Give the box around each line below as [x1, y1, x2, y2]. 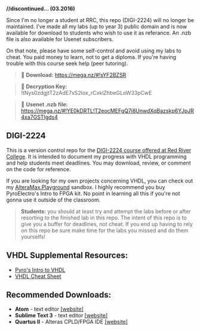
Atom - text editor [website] [14, 305, 84, 313]
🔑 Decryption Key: [20, 83, 67, 90]
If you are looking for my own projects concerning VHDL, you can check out [6, 177, 193, 184]
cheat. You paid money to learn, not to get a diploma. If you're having [6, 54, 177, 60]
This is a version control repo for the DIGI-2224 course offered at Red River [6, 146, 192, 154]
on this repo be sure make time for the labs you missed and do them [20, 227, 189, 234]
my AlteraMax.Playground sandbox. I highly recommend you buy [6, 183, 165, 190]
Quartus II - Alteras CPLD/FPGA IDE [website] [14, 318, 128, 326]
